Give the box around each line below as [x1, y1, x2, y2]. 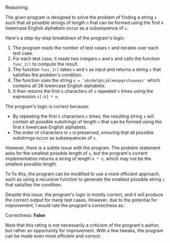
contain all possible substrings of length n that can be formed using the [12, 119, 162, 124]
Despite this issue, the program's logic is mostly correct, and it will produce [5, 192, 163, 198]
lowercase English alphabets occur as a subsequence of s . [5, 25, 129, 31]
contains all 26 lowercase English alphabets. [12, 83, 106, 89]
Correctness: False [5, 212, 46, 218]
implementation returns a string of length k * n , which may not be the [5, 155, 152, 161]
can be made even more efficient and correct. [5, 233, 102, 239]
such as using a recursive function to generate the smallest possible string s [5, 176, 165, 182]
